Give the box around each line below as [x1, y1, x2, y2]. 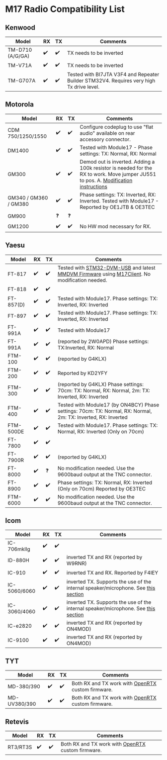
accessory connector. [80, 136, 131, 143]
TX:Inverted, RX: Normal [57, 344, 114, 351]
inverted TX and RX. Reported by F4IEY [66, 569, 159, 576]
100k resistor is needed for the [80, 164, 153, 171]
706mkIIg [7, 546, 31, 553]
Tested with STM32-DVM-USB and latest [57, 264, 156, 271]
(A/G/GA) [7, 53, 30, 59]
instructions [80, 183, 108, 190]
